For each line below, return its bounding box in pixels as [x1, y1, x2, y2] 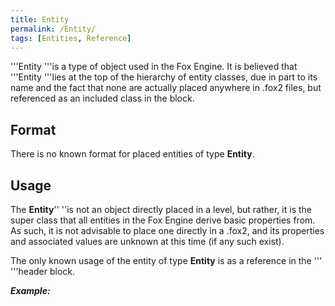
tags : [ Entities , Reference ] [10, 33, 132, 43]
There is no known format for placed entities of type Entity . [10, 148, 255, 160]
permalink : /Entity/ [10, 24, 97, 34]
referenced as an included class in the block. [10, 92, 195, 105]
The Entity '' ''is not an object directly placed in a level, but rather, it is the [10, 204, 312, 215]
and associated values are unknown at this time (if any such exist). [10, 236, 285, 247]
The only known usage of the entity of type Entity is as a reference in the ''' [10, 255, 323, 266]
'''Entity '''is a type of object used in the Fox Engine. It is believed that [10, 61, 298, 73]
